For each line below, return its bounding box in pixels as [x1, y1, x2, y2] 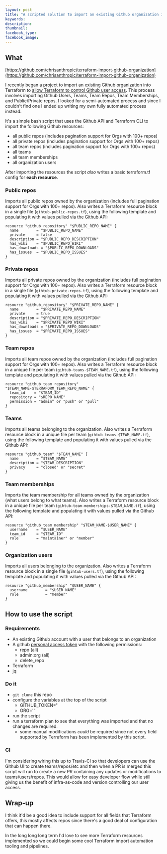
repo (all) [19, 647, 39, 653]
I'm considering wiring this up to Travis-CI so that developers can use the [5, 758, 156, 764]
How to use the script [5, 610, 73, 618]
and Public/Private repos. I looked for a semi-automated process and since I [5, 98, 161, 104]
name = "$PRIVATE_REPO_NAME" [9, 307, 85, 312]
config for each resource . [5, 174, 58, 180]
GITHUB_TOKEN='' [19, 702, 59, 708]
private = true [9, 311, 50, 317]
